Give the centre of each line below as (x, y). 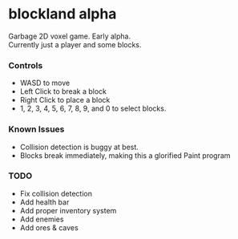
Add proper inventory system (68, 210)
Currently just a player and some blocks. (75, 44)
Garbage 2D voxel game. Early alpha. (69, 36)
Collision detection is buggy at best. (79, 147)
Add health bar (44, 202)
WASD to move (45, 83)
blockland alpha (63, 14)
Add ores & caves (49, 227)
